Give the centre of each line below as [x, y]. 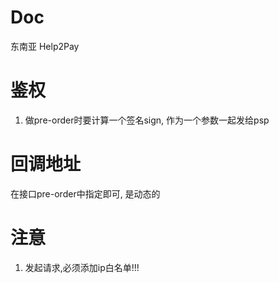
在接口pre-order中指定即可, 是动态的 [85, 193]
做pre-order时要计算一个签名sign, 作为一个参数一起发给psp [147, 120]
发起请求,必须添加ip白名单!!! [82, 267]
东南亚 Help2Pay [45, 46]
